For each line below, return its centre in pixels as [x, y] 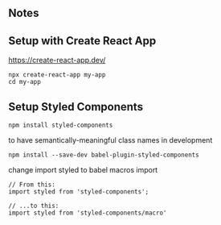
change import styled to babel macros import [83, 170]
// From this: [32, 185]
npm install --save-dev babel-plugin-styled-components [104, 155]
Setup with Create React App [82, 41]
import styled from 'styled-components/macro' [88, 213]
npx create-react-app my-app [57, 75]
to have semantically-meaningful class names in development [110, 140]
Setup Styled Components [76, 107]
